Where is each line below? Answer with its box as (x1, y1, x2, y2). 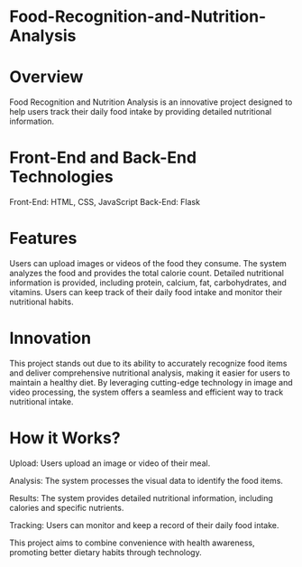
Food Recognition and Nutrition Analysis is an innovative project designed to (9, 97, 293, 107)
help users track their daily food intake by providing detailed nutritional (9, 107, 272, 117)
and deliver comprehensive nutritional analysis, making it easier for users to (9, 367, 290, 378)
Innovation (9, 328, 92, 349)
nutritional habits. (9, 296, 74, 307)
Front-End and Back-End (9, 147, 197, 168)
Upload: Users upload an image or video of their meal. (9, 458, 211, 469)
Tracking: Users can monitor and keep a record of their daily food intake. (9, 519, 279, 530)
